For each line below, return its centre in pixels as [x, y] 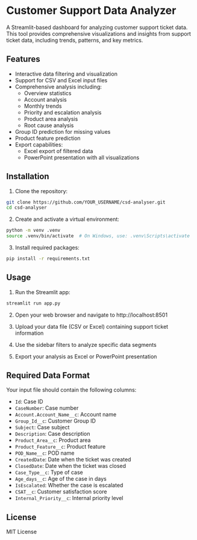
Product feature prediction [48, 138]
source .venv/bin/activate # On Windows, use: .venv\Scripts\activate [98, 236]
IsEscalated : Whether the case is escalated [69, 486]
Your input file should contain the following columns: [71, 390]
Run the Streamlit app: [42, 292]
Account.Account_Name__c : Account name [66, 415]
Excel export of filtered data [58, 151]
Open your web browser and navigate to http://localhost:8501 [91, 315]
